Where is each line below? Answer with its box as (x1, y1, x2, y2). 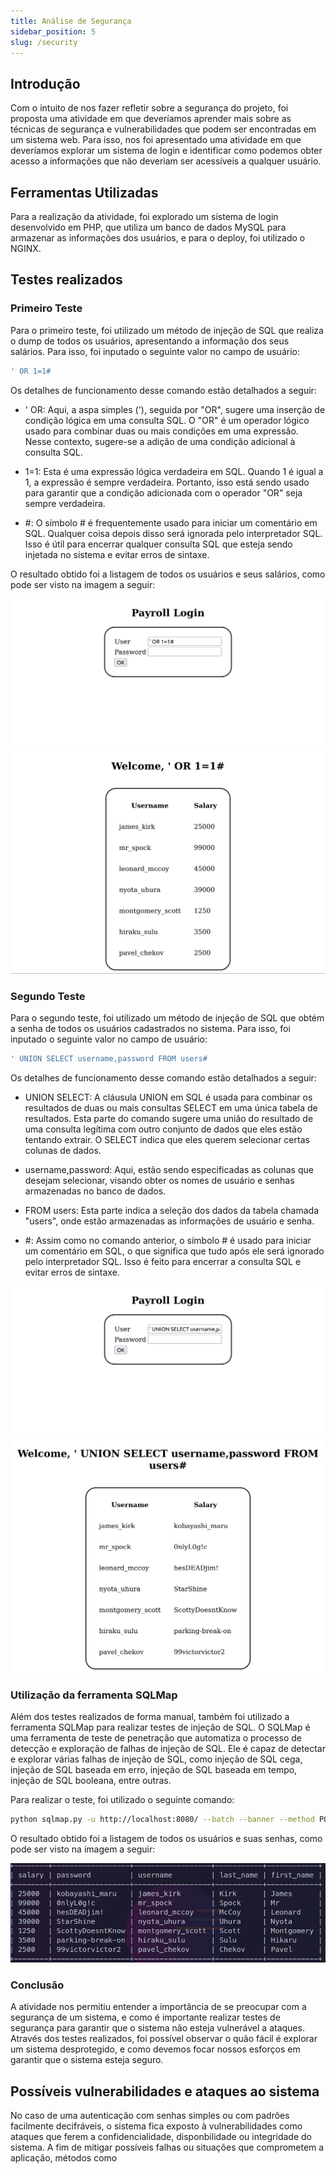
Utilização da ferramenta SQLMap (10, 1688, 178, 1702)
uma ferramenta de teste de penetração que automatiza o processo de (10, 1732, 303, 1744)
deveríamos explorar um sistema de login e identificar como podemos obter (10, 145, 323, 157)
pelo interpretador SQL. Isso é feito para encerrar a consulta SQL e (24, 1255, 302, 1267)
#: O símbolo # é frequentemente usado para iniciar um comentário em (24, 516, 318, 529)
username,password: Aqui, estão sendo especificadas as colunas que (24, 1163, 314, 1175)
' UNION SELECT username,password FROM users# (10, 1053, 208, 1064)
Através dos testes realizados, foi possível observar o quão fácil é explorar (10, 2033, 318, 2045)
